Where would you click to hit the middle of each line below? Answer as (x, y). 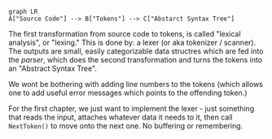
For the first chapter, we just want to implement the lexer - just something (132, 109)
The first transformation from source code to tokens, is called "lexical (125, 34)
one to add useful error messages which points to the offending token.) (128, 93)
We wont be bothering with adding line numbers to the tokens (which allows (136, 84)
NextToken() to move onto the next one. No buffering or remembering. (126, 126)
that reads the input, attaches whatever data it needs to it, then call (121, 117)
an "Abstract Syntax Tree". (53, 68)
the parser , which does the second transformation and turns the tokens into (136, 60)
